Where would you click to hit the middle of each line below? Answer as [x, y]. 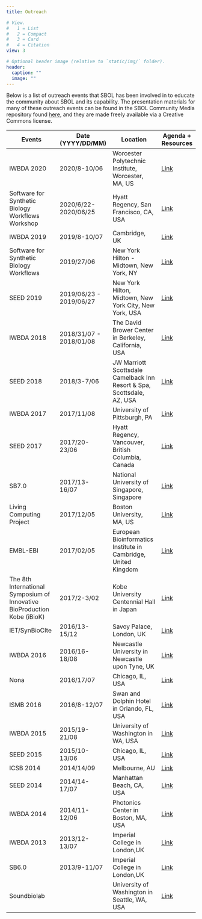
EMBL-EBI [24, 551]
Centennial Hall [134, 602]
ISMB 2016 [26, 705]
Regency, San [132, 205]
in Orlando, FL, [133, 709]
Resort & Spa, [132, 385]
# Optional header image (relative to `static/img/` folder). [86, 61]
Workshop [24, 223]
